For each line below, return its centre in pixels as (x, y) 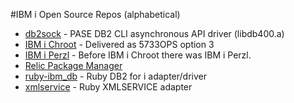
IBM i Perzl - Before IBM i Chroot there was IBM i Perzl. (138, 55)
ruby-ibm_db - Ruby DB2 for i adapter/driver (116, 76)
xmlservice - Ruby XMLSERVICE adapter (108, 87)
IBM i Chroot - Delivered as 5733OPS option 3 (119, 44)
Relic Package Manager (73, 65)
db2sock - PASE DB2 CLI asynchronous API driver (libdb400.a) (154, 33)
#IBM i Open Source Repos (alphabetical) (95, 14)
